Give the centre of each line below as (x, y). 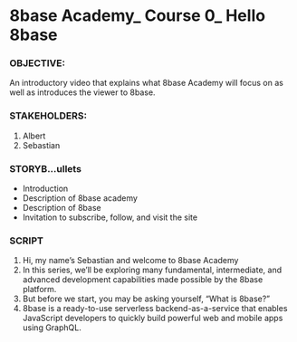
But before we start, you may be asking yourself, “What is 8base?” (146, 299)
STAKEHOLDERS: (48, 116)
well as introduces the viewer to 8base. (82, 92)
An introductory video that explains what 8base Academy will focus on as (146, 83)
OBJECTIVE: (38, 63)
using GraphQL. (52, 328)
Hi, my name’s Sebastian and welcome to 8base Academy (130, 261)
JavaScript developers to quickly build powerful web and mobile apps (153, 318)
